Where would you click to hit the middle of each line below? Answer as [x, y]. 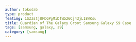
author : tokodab [21, 9]
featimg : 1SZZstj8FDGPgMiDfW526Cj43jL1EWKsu [51, 18]
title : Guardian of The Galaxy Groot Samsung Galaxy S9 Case [68, 23]
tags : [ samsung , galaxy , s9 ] [34, 28]
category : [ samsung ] [26, 32]
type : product [19, 14]
